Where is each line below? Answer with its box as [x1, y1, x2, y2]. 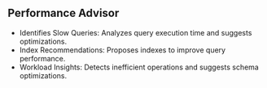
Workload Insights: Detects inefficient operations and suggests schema [19, 62, 260, 72]
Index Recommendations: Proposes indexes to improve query [19, 44, 225, 55]
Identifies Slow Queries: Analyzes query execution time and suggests [19, 27, 252, 37]
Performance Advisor [7, 6, 120, 20]
